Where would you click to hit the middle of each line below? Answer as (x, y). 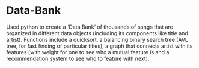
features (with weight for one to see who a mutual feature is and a (88, 52)
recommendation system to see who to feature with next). (78, 58)
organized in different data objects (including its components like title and (97, 33)
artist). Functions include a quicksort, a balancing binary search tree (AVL (97, 39)
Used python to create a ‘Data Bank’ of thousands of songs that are (90, 27)
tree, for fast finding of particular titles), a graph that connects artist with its (99, 46)
